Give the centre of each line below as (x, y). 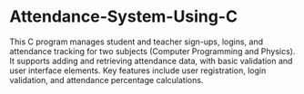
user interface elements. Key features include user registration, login (138, 70)
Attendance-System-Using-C (124, 17)
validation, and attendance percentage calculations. (106, 80)
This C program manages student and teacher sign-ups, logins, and (137, 42)
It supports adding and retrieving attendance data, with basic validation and (151, 61)
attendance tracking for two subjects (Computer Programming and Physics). (152, 51)
